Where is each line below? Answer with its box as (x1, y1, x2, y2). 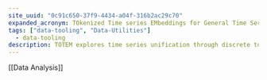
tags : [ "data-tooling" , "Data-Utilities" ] (8, 26, 151, 34)
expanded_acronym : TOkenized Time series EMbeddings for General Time (8, 19, 247, 27)
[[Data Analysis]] (8, 63, 64, 72)
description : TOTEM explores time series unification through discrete (8, 41, 250, 49)
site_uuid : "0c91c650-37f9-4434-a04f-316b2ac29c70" (8, 11, 183, 20)
